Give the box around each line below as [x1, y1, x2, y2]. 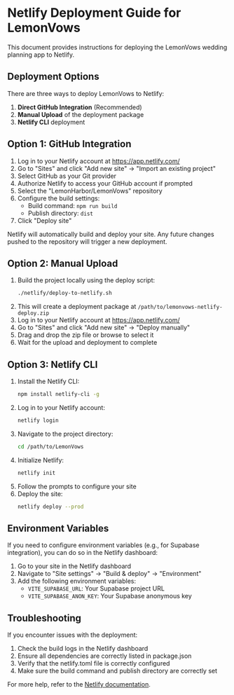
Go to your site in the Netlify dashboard [17, 562, 132, 570]
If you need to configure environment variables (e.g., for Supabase [7, 541, 200, 549]
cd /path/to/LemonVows [17, 443, 84, 450]
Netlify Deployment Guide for [7, 5, 181, 21]
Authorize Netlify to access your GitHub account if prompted [17, 179, 193, 187]
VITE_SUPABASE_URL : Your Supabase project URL [27, 584, 165, 593]
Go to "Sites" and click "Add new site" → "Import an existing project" [17, 164, 216, 172]
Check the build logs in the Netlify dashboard [17, 645, 149, 653]
